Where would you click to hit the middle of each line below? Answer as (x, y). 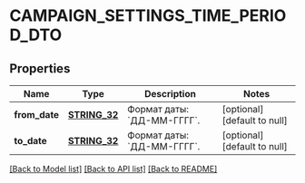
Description (171, 94)
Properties (40, 68)
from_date (37, 115)
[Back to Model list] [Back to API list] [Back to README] (113, 169)
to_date (30, 141)
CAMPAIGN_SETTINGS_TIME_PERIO (148, 16)
